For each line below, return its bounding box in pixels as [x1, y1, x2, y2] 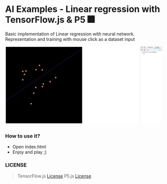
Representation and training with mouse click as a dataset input [5, 36, 135, 42]
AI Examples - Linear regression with [5, 3, 161, 15]
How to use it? [5, 132, 41, 139]
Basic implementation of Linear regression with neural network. [5, 31, 135, 37]
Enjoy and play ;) [12, 149, 47, 155]
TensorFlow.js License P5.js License [17, 173, 91, 179]
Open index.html [12, 144, 46, 150]
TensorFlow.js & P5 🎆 [5, 14, 95, 25]
